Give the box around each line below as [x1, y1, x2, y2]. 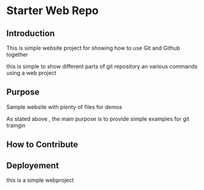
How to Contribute [6, 139, 79, 150]
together [6, 51, 28, 58]
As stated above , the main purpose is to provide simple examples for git [6, 115, 189, 123]
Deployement [6, 160, 60, 170]
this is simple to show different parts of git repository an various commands [6, 63, 198, 70]
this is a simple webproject [6, 177, 74, 184]
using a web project [6, 69, 57, 77]
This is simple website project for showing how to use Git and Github [6, 44, 180, 51]
